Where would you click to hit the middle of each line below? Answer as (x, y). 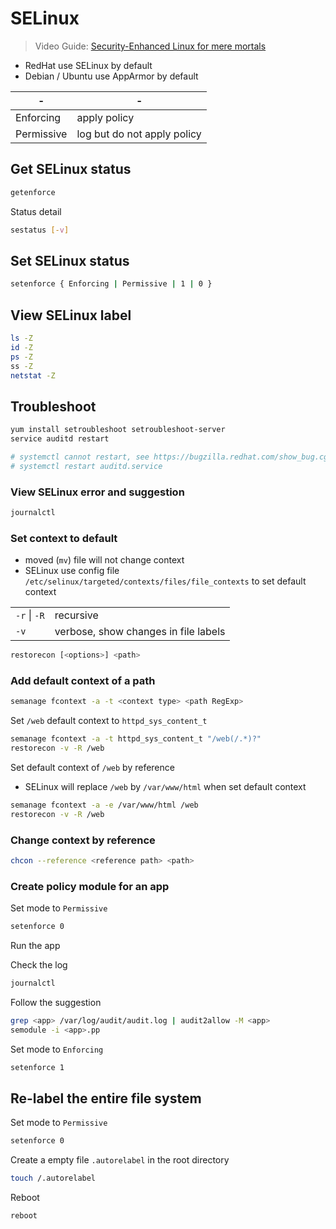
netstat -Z (33, 375)
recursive (76, 615)
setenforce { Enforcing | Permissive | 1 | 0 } (111, 284)
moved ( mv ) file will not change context (104, 560)
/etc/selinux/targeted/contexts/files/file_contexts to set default (165, 581)
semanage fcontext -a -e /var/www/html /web (104, 805)
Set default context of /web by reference (92, 767)
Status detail (36, 211)
